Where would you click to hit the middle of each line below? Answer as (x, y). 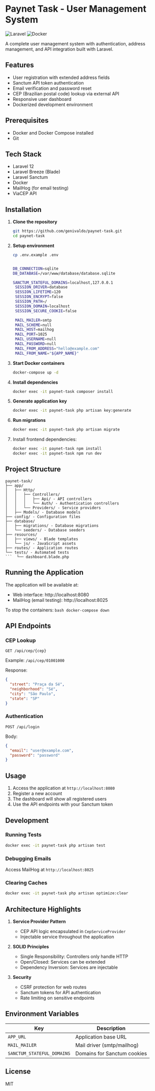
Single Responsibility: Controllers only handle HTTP (74, 956)
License (18, 1071)
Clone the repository (35, 222)
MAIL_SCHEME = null (33, 325)
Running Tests (23, 835)
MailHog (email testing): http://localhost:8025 (60, 600)
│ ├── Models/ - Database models (43, 512)
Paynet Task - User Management (76, 9)
